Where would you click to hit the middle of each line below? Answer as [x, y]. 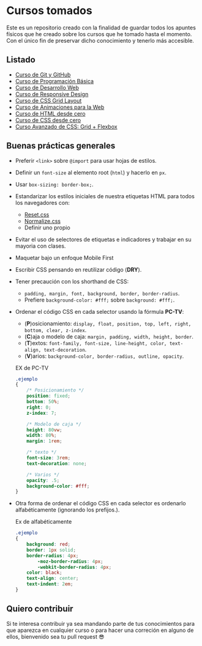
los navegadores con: [43, 202]
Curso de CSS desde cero [48, 120]
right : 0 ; [39, 407]
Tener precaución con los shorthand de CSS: [72, 281]
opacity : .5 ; [43, 480]
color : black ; [44, 573]
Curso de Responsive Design [52, 94]
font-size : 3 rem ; [49, 458]
